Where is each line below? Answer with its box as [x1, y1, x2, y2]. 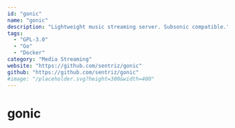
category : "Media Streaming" [7, 56, 92, 63]
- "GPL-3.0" [13, 36, 49, 43]
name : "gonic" [7, 17, 49, 24]
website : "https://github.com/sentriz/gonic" [7, 62, 142, 69]
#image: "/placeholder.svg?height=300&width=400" [7, 75, 155, 83]
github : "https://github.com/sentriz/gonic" [7, 69, 139, 76]
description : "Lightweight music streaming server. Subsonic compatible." [7, 23, 230, 30]
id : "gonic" [7, 10, 42, 17]
